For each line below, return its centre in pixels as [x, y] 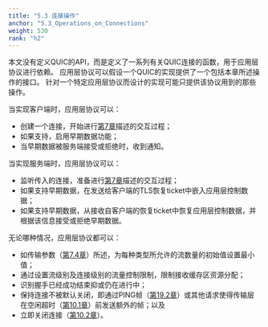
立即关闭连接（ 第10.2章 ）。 [64, 315]
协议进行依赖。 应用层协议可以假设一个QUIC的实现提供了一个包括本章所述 [131, 72]
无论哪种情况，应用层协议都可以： [65, 238]
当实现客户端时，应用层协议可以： [65, 109]
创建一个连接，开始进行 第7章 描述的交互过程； [96, 126]
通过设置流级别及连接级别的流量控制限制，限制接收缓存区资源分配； [132, 275]
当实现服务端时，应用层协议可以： [65, 163]
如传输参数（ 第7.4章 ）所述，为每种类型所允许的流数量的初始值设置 [130, 255]
